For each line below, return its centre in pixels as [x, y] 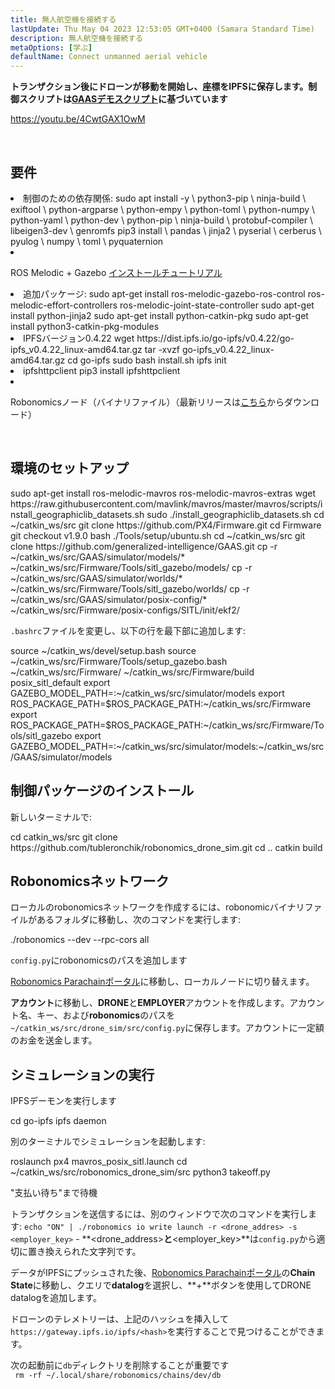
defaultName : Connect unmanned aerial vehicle [109, 57]
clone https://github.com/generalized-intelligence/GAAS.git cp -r [144, 546]
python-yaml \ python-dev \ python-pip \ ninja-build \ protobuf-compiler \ [162, 220]
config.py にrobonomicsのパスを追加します [99, 960]
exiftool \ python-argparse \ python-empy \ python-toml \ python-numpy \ [163, 209]
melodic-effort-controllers [64, 305]
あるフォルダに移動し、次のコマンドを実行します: [139, 920]
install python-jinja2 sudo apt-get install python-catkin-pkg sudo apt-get [159, 315]
